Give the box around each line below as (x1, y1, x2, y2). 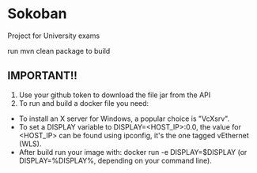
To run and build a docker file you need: (18, 98, 149, 107)
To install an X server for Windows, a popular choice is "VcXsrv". (18, 114, 230, 123)
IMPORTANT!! (7, 69, 78, 83)
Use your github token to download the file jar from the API (18, 90, 211, 100)
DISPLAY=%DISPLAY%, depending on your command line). (18, 156, 213, 165)
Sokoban (7, 5, 67, 23)
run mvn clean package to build (7, 46, 111, 55)
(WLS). (18, 139, 42, 149)
